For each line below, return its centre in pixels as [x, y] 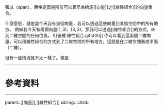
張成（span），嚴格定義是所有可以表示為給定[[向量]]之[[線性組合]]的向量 [77, 7]
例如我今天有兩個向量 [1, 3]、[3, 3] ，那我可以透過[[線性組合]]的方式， [83, 29]
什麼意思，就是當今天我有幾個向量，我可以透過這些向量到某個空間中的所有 [79, 23]
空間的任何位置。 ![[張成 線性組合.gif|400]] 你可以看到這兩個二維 [82, 35]
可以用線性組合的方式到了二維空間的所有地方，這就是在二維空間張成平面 [86, 41]
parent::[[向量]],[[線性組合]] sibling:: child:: [47, 102]
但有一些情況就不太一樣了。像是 [37, 58]
